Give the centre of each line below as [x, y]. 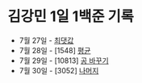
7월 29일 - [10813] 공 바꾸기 [64, 60]
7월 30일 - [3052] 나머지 [59, 70]
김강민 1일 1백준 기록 [71, 17]
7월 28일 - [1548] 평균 [55, 50]
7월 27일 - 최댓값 [46, 40]
